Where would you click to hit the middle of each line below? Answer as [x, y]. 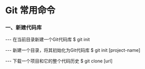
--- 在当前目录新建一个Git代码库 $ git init [48, 40]
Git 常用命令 [30, 10]
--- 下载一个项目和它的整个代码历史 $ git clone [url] [59, 61]
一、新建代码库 [24, 27]
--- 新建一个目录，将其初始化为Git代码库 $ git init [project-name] [73, 50]
